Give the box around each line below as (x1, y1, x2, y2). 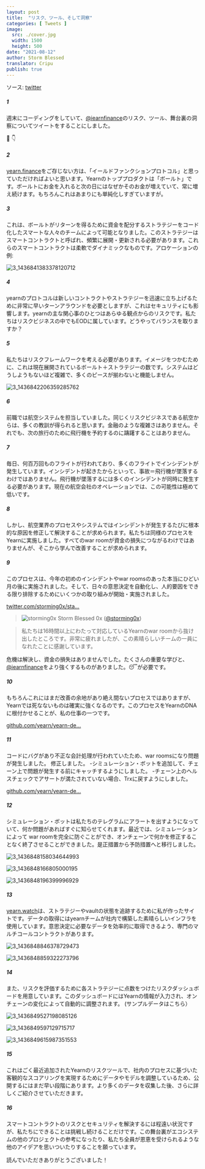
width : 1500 (12, 37, 43, 44)
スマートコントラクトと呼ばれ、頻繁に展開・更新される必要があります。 (6, 237, 188, 244)
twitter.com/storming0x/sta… (6, 603, 80, 610)
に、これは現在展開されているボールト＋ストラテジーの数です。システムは (6, 364, 193, 371)
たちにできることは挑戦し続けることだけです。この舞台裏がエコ (22, 1128, 183, 1135)
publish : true (6, 66, 43, 72)
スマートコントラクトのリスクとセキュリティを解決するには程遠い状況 (6, 1120, 183, 1127)
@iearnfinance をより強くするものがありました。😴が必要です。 (6, 663, 170, 671)
